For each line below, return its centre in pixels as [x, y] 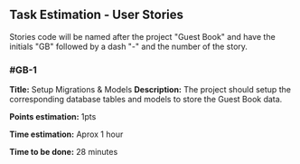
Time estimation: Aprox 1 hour [66, 134]
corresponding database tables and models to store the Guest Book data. [146, 100]
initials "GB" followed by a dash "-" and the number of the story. [129, 46]
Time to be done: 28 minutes [64, 152]
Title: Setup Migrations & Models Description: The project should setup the [150, 90]
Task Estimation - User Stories [96, 15]
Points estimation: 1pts [53, 117]
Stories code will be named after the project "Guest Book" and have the [142, 36]
